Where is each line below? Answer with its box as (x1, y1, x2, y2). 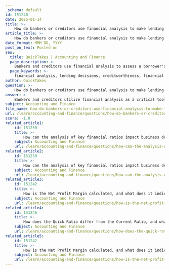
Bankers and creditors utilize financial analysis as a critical (14, 97, 155, 102)
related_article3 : (5, 177, 44, 182)
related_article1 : (5, 120, 44, 126)
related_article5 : (5, 234, 44, 239)
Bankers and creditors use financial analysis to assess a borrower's (14, 64, 166, 69)
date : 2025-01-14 (5, 17, 42, 22)
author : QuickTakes (5, 78, 47, 83)
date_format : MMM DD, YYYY (5, 41, 62, 46)
